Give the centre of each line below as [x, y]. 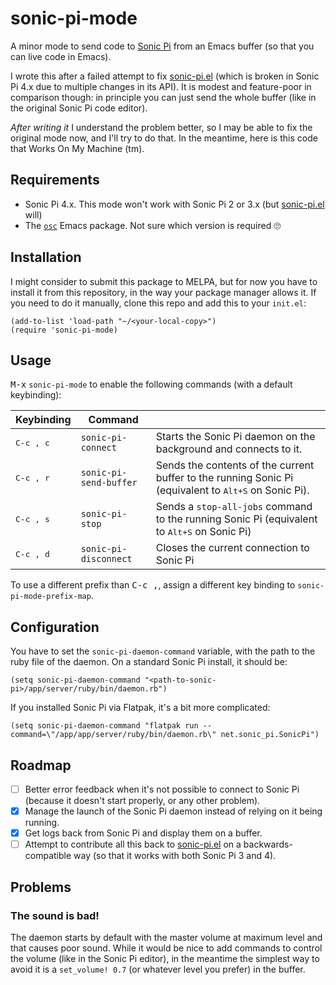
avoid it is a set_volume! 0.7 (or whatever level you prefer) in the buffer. [158, 969]
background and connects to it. [229, 449]
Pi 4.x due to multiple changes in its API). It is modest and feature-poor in [161, 86]
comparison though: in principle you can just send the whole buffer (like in [163, 97]
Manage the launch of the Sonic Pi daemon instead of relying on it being [173, 811]
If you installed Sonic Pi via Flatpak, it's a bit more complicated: [140, 708]
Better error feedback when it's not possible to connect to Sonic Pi [162, 789]
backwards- [268, 844]
